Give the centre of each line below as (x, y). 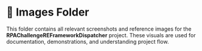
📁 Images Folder (48, 12)
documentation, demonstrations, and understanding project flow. (88, 41)
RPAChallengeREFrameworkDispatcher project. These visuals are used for (101, 35)
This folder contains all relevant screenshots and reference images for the (99, 29)
